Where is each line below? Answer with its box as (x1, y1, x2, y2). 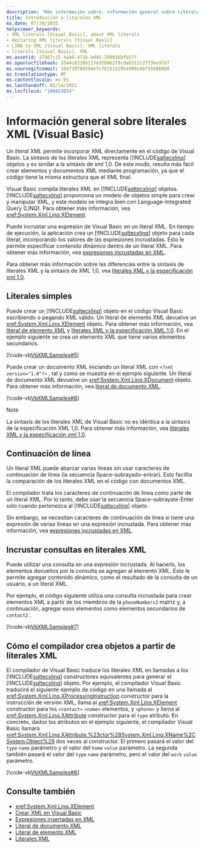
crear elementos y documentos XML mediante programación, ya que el (6, 167, 184, 174)
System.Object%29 (6, 738, 55, 745)
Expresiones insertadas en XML (15, 815, 95, 822)
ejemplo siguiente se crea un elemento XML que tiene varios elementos (6, 333, 185, 340)
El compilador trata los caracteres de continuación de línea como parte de (6, 489, 192, 497)
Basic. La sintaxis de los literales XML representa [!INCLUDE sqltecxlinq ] (6, 153, 186, 161)
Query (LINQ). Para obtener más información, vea (6, 205, 131, 212)
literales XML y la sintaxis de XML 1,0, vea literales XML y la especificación (6, 267, 193, 274)
